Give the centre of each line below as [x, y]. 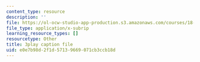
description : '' [26, 17]
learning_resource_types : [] [42, 34]
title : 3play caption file [40, 45]
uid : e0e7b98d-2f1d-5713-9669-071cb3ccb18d [61, 50]
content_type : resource [36, 12]
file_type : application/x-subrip [48, 28]
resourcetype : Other [32, 39]
